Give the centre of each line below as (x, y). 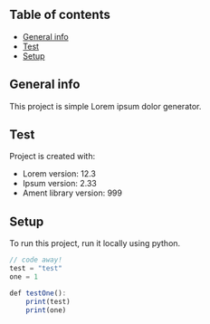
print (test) (48, 301)
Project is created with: (52, 157)
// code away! (36, 260)
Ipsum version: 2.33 (59, 184)
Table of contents (60, 15)
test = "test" (36, 269)
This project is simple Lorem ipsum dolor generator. (105, 106)
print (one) (46, 310)
